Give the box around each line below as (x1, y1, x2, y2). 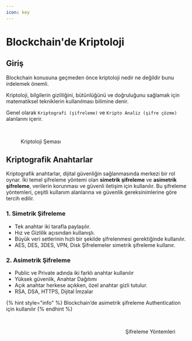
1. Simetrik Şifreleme (6, 210, 66, 218)
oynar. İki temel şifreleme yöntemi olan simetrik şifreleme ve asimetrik (6, 176, 177, 183)
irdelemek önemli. (6, 80, 49, 87)
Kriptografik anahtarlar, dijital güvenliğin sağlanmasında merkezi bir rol (6, 170, 176, 178)
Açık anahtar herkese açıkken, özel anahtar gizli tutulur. (14, 282, 148, 289)
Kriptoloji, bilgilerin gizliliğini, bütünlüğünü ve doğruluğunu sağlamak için (6, 91, 180, 99)
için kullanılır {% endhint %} (6, 305, 73, 312)
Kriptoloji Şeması (20, 138, 61, 145)
